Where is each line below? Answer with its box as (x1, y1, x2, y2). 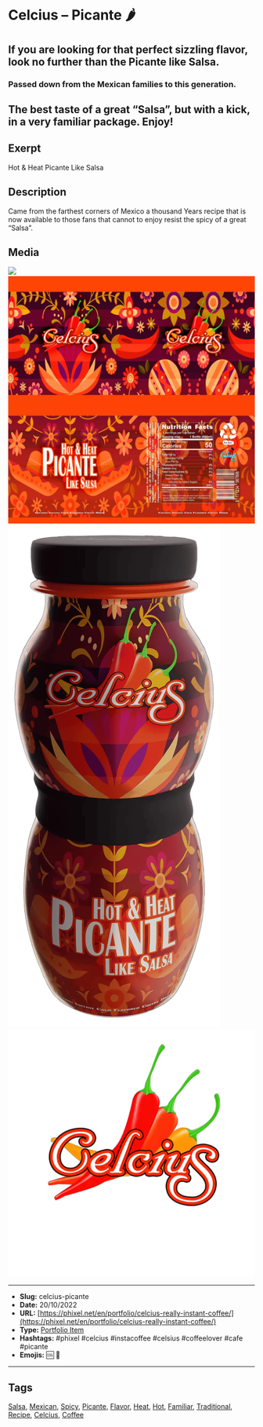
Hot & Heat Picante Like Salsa (8, 163, 104, 172)
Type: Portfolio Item (19, 1325, 85, 1335)
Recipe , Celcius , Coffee (8, 1411, 85, 1420)
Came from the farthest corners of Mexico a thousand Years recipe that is (8, 206, 247, 216)
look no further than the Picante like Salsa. (8, 55, 220, 68)
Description (8, 185, 67, 199)
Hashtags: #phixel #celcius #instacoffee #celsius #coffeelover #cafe (19, 1334, 243, 1343)
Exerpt (8, 142, 41, 156)
